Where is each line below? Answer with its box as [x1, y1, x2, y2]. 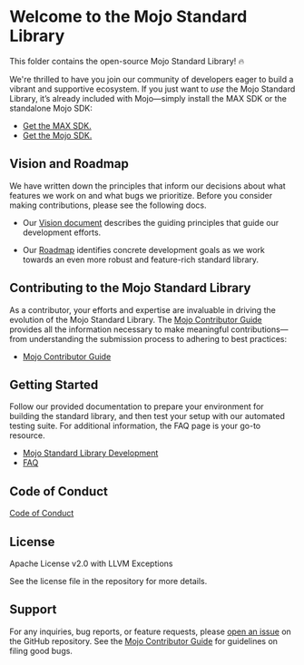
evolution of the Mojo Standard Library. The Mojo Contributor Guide [9, 314, 263, 325]
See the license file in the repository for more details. [9, 576, 208, 586]
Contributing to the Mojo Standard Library [9, 280, 251, 296]
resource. [9, 430, 45, 441]
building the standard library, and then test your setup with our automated [9, 411, 286, 422]
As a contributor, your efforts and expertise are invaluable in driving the [9, 304, 277, 315]
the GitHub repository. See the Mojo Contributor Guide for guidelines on [9, 635, 279, 646]
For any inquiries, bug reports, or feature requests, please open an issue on [9, 626, 292, 637]
